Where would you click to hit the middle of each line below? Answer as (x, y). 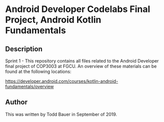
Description (24, 49)
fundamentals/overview (29, 86)
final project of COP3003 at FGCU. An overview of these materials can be (81, 66)
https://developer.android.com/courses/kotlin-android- (62, 81)
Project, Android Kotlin (53, 20)
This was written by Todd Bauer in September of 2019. (61, 114)
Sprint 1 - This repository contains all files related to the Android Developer (82, 61)
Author (16, 102)
